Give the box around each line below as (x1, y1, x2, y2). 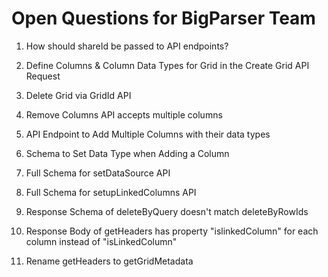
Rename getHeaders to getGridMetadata (25, 255, 194, 267)
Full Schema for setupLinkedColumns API (25, 186, 197, 198)
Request (25, 70, 61, 82)
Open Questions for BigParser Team (11, 7, 316, 30)
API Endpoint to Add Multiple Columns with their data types (25, 128, 271, 140)
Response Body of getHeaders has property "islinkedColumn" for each (25, 225, 319, 237)
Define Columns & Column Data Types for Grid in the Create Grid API (25, 59, 310, 71)
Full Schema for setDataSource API (25, 167, 171, 179)
